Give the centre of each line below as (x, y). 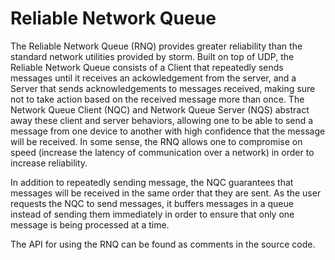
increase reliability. (49, 163)
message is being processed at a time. (90, 224)
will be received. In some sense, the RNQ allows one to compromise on (156, 141)
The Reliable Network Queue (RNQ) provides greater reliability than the (156, 46)
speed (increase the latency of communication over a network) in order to (162, 152)
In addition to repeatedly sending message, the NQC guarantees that (152, 182)
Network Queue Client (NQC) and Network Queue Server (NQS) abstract (160, 109)
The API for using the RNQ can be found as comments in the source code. (163, 244)
